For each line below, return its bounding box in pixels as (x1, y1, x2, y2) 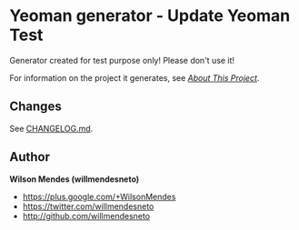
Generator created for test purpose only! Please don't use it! (9, 55, 234, 65)
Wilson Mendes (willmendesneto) (9, 174, 140, 185)
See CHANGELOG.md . (9, 123, 94, 134)
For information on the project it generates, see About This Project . (9, 72, 260, 83)
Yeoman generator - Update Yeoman (9, 5, 291, 26)
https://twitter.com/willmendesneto (22, 201, 154, 212)
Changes (9, 99, 62, 115)
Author (9, 149, 50, 165)
